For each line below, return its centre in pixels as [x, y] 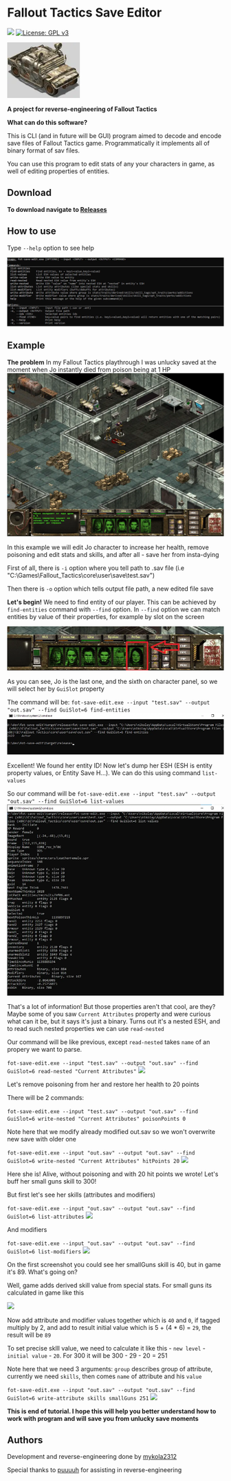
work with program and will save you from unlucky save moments [103, 1418]
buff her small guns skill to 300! [52, 1181]
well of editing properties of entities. [58, 171]
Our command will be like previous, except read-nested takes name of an [109, 1042]
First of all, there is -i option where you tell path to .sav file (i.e [96, 568]
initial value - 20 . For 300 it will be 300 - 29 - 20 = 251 [87, 1355]
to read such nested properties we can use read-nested [86, 1028]
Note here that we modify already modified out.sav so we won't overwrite [111, 1131]
